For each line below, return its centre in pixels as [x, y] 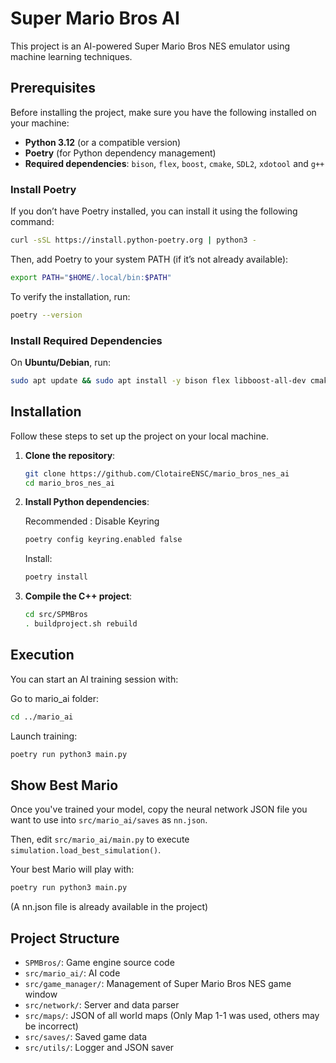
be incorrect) [51, 1026]
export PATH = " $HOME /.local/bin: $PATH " [91, 277]
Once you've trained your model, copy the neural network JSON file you [159, 809]
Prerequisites [53, 88]
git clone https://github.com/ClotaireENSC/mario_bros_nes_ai [157, 473]
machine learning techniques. [71, 56]
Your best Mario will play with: [72, 869]
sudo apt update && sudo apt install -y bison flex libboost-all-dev [158, 380]
